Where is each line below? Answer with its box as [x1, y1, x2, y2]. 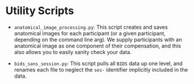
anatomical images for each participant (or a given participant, [14, 29, 166, 36]
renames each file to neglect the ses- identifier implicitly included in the [14, 66, 188, 73]
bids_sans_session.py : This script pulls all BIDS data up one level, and [14, 60, 183, 67]
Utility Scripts [5, 4, 74, 18]
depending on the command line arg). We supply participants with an [14, 36, 182, 43]
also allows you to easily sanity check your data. [14, 48, 132, 55]
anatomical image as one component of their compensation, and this [14, 42, 181, 49]
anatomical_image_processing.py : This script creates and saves [14, 23, 168, 31]
